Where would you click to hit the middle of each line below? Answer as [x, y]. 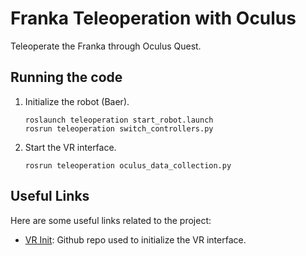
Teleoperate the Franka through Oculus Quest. [106, 46]
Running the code [66, 77]
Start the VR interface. [70, 147]
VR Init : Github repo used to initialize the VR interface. [135, 239]
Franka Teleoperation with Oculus [153, 18]
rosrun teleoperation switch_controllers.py [119, 128]
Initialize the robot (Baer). [77, 101]
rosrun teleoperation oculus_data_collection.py [128, 165]
